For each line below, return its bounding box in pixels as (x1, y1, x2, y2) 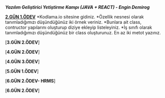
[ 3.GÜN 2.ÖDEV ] (5, 39, 40, 45)
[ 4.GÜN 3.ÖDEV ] (5, 59, 40, 64)
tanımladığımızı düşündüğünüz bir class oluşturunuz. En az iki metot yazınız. (5, 30, 161, 35)
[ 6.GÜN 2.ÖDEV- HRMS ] (5, 78, 56, 84)
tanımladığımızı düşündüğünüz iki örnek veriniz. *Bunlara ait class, (5, 19, 142, 25)
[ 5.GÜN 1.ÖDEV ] (5, 68, 39, 74)
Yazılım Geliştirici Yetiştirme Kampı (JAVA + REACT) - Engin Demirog (5, 4, 150, 10)
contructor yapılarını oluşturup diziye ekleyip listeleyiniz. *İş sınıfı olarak (5, 24, 153, 30)
